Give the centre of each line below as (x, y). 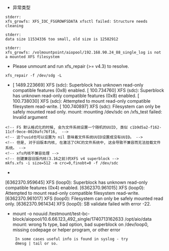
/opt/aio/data (138, 219)
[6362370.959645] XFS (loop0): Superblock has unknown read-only (76, 182)
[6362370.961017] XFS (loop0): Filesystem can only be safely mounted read (84, 198)
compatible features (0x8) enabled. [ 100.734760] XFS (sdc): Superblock (88, 90)
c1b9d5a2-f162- (146, 128)
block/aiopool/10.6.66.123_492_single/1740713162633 (68, 219)
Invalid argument (30, 117)
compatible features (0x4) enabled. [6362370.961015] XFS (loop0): (75, 188)
